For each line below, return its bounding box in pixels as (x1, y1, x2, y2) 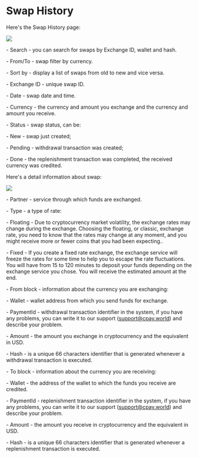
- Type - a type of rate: (6, 207, 62, 214)
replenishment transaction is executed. (6, 445, 101, 452)
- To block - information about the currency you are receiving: (6, 368, 157, 375)
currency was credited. (6, 161, 62, 169)
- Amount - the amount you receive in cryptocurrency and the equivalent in (6, 421, 189, 428)
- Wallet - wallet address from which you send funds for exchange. (6, 297, 169, 304)
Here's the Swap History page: (6, 24, 81, 31)
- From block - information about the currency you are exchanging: (6, 285, 169, 293)
